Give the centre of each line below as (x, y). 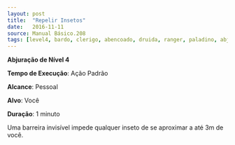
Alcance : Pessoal (33, 87)
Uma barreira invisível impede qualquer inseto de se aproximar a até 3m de (115, 127)
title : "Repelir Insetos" (47, 20)
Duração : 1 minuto (34, 114)
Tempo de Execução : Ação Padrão (58, 74)
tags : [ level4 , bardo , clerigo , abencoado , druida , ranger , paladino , (112, 40)
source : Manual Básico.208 (47, 33)
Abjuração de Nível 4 (38, 60)
